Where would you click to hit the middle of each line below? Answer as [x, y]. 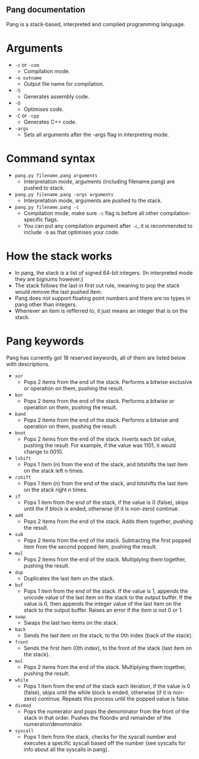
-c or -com [27, 64]
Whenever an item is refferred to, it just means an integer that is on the [101, 311]
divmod [23, 705]
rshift [23, 477]
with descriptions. [28, 364]
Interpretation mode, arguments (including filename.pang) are [99, 181]
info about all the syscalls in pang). [66, 749]
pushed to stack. [44, 188]
